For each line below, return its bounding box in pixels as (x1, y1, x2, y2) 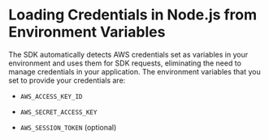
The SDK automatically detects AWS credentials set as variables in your (8, 49, 249, 59)
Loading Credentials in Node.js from (8, 6, 258, 24)
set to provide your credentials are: (8, 75, 126, 85)
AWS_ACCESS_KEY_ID (20, 92, 83, 100)
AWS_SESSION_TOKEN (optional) (20, 122, 117, 132)
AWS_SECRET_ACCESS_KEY (20, 108, 98, 117)
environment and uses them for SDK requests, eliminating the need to (8, 58, 242, 68)
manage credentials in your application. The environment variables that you (8, 66, 262, 76)
